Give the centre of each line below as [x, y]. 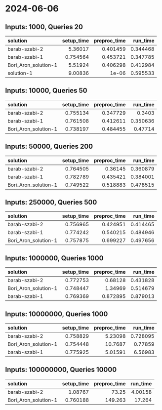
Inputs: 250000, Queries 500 [51, 202]
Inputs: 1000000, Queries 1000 [54, 258]
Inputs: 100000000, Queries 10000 [61, 370]
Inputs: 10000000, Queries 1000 [57, 314]
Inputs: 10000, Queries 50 [46, 91]
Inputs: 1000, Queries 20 [44, 27]
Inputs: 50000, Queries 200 [49, 146]
